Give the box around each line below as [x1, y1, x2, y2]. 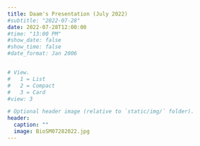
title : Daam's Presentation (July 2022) [7, 10, 129, 18]
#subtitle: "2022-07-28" [7, 17, 81, 24]
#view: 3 [7, 95, 33, 103]
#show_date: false [7, 37, 61, 44]
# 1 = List [7, 75, 46, 82]
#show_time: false [7, 43, 61, 50]
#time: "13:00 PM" [7, 30, 61, 38]
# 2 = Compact [7, 82, 55, 89]
